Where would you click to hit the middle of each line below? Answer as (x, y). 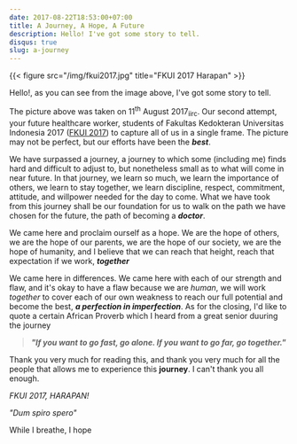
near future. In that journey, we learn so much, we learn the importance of (144, 177)
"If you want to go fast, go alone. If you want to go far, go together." (158, 342)
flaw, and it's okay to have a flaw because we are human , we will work (137, 287)
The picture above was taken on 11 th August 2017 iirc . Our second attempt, (143, 112)
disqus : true (33, 42)
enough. (24, 378)
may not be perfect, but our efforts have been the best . (110, 142)
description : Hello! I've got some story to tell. (105, 34)
